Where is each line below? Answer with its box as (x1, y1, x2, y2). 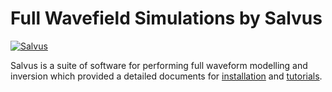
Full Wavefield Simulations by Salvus (10, 7, 323, 30)
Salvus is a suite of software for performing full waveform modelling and (10, 59, 308, 71)
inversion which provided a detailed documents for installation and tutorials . (10, 70, 323, 82)
